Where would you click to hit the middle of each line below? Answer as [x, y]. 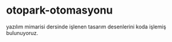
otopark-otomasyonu [60, 10]
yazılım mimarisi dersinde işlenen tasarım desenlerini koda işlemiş [86, 27]
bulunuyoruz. [22, 33]
